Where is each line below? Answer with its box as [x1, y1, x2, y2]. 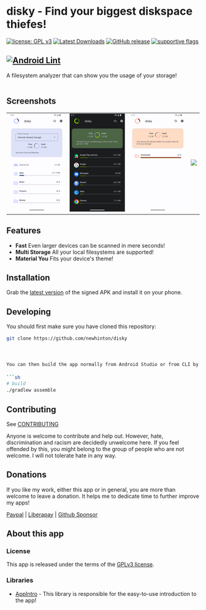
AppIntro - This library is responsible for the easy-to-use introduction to [15, 590, 197, 597]
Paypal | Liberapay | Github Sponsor [6, 511, 98, 518]
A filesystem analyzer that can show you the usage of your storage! [6, 72, 177, 79]
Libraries [6, 576, 34, 585]
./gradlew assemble [6, 387, 56, 394]
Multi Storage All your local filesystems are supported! [15, 248, 154, 256]
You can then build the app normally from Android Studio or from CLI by [6, 361, 199, 367]
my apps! [6, 498, 30, 506]
